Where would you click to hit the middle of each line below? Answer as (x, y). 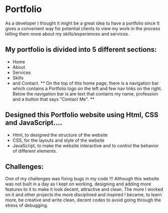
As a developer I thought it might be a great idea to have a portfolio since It (82, 23)
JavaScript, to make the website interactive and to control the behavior (86, 145)
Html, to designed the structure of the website (60, 135)
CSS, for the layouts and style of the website (58, 140)
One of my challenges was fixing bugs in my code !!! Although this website (82, 179)
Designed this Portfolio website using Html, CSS (82, 115)
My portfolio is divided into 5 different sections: (81, 49)
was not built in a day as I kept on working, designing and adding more (78, 184)
